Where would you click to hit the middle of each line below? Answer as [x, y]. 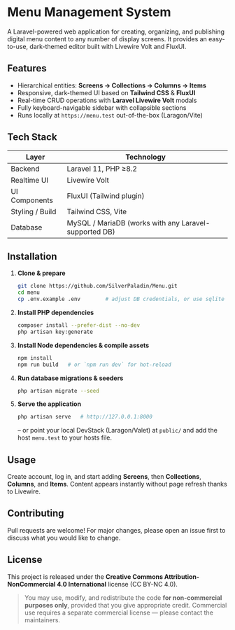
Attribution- [182, 576]
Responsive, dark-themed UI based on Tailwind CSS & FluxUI [106, 92]
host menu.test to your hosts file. [65, 437]
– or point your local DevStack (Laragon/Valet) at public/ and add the [117, 430]
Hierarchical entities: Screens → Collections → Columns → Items [112, 85]
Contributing [36, 513]
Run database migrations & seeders [70, 378]
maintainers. [42, 619]
